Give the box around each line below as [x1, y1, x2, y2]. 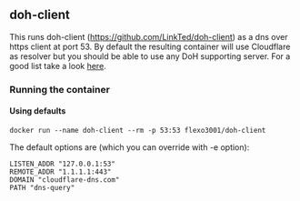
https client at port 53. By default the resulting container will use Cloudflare [9, 41, 291, 52]
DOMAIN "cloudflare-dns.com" [9, 175, 120, 185]
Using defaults [9, 106, 66, 116]
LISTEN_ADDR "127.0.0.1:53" [9, 159, 116, 168]
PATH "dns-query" [9, 183, 75, 192]
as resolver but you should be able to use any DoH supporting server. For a [9, 50, 291, 62]
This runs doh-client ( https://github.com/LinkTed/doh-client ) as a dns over [9, 31, 288, 42]
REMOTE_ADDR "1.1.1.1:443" [9, 167, 112, 176]
